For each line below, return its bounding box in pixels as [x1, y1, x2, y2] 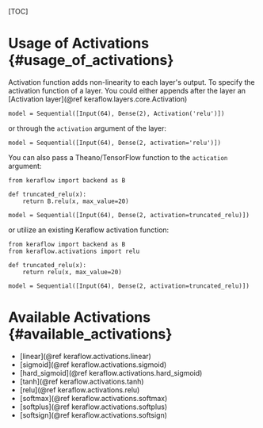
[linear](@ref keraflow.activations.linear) [19, 351, 152, 361]
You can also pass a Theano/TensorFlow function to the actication [8, 152, 228, 162]
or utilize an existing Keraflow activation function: [8, 225, 170, 235]
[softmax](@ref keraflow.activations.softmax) [19, 393, 168, 403]
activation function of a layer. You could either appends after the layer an [8, 86, 246, 95]
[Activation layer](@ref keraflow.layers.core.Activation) [8, 94, 188, 104]
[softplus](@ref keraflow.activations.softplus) [19, 402, 168, 411]
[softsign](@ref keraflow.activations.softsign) [19, 410, 168, 419]
